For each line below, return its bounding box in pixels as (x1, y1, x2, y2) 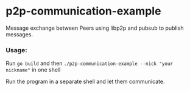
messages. (5, 30, 33, 38)
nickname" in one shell (5, 66, 61, 73)
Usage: (5, 45, 28, 54)
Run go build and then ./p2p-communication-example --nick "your (5, 59, 173, 67)
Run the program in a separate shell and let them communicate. (5, 78, 165, 86)
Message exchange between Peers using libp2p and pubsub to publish (5, 24, 184, 32)
